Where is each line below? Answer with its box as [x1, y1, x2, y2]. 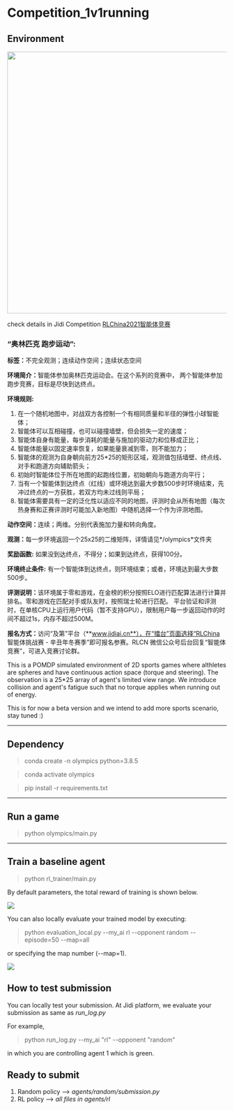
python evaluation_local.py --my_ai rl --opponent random [24, 928, 189, 936]
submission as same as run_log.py [7, 1008, 106, 1016]
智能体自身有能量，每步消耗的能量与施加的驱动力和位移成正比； [17, 436, 201, 444]
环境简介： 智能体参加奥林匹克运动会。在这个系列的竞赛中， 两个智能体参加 [7, 371, 223, 380]
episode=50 [24, 935, 59, 944]
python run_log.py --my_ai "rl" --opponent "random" [24, 1035, 175, 1044]
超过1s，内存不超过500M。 [19, 614, 97, 623]
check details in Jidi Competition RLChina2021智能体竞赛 [7, 320, 171, 328]
